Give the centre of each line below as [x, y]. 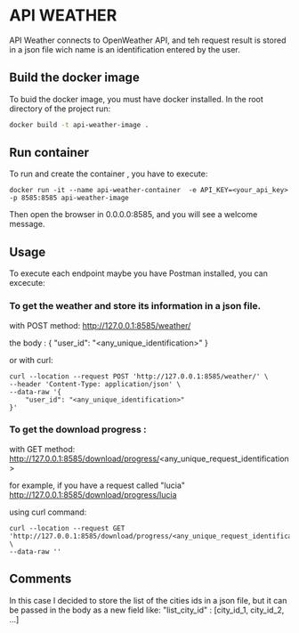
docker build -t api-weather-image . [79, 125]
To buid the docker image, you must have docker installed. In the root [137, 99]
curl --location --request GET [67, 528]
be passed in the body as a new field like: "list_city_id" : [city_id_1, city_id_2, [147, 610]
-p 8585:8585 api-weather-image [69, 198]
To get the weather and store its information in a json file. [135, 306]
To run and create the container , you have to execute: [109, 174]
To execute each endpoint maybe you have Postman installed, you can [139, 273]
